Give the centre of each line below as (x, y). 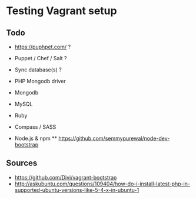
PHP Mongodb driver (40, 81)
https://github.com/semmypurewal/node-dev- (114, 138)
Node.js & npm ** (36, 138)
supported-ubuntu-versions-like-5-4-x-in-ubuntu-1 (77, 190)
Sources (22, 163)
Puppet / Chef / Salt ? (41, 58)
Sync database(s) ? (38, 70)
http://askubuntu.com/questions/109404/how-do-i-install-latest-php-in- (102, 184)
